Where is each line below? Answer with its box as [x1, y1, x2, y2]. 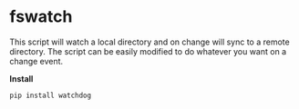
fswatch [9, 6, 73, 27]
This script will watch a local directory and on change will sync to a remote [9, 36, 290, 47]
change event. [9, 55, 64, 66]
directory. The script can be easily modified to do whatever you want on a [9, 45, 287, 56]
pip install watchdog [9, 91, 92, 100]
